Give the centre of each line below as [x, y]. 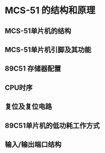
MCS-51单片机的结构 [38, 31]
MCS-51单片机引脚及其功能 [48, 50]
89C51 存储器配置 [33, 69]
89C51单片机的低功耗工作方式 [52, 125]
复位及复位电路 [28, 107]
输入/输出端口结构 [33, 144]
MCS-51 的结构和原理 [50, 10]
